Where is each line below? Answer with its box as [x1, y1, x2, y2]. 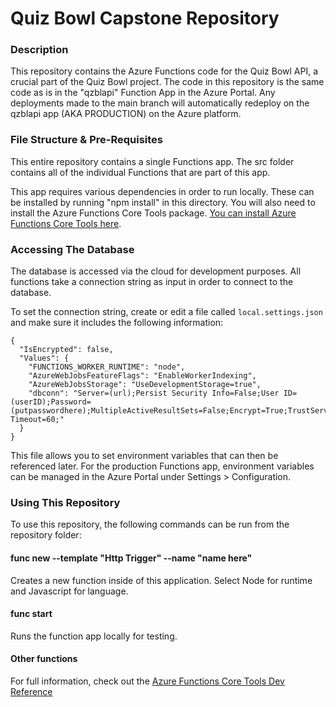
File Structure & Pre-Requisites [10, 133, 164, 147]
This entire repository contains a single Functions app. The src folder [10, 155, 295, 167]
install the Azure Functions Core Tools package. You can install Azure [10, 207, 297, 219]
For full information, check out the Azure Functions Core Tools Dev [10, 675, 285, 687]
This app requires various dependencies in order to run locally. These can [10, 185, 315, 197]
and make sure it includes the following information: [10, 317, 224, 329]
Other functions [10, 653, 78, 665]
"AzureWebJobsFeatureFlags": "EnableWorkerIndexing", [28, 371, 257, 381]
